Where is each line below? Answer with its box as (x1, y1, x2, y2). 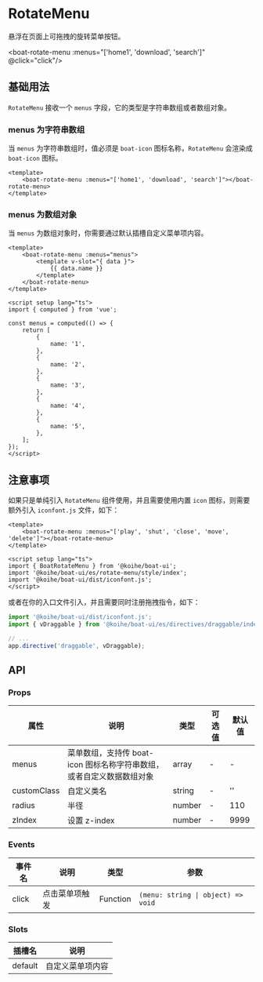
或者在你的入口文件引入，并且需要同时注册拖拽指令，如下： (8, 598, 200, 607)
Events (8, 839, 35, 850)
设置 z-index (67, 815, 115, 826)
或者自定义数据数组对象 (67, 771, 154, 782)
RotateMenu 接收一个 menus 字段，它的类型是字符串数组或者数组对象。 (8, 103, 232, 112)
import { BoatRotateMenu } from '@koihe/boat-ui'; (8, 562, 177, 570)
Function (99, 893, 131, 904)
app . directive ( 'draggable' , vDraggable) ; (8, 642, 146, 649)
